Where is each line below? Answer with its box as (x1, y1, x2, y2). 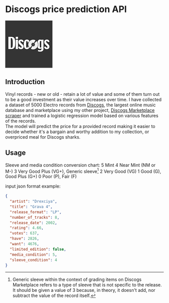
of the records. (5, 117, 36, 124)
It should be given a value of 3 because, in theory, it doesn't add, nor (12, 287, 156, 293)
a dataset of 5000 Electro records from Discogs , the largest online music (5, 102, 156, 108)
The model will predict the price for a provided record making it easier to (5, 123, 155, 129)
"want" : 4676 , (10, 241, 39, 247)
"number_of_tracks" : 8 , (10, 215, 59, 220)
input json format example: (5, 183, 61, 190)
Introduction (5, 78, 45, 86)
